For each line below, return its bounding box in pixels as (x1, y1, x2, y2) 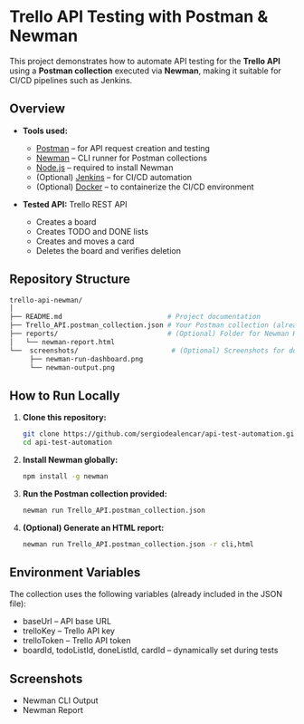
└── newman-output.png (29, 362, 116, 372)
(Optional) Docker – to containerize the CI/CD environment (35, 181, 255, 192)
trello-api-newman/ (9, 295, 83, 304)
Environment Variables (9, 565, 141, 581)
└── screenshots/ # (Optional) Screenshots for (9, 346, 285, 355)
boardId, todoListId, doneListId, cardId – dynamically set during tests (22, 645, 279, 656)
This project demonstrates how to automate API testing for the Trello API (9, 55, 280, 66)
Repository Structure (9, 272, 131, 287)
